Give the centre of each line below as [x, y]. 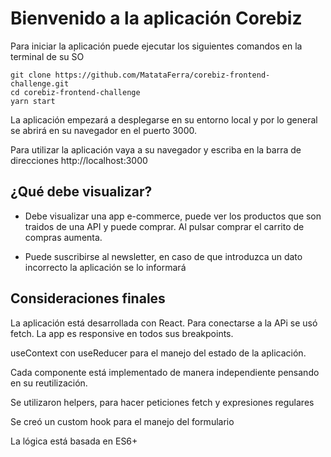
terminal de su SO [47, 56]
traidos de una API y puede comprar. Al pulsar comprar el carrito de [164, 226]
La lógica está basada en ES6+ [74, 441]
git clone [31, 75]
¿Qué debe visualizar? [81, 192]
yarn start [33, 101]
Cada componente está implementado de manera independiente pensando [165, 372]
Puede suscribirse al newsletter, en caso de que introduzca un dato [163, 256]
